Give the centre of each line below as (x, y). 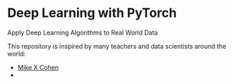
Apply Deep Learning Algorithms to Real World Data (83, 32)
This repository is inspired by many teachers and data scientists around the (117, 46)
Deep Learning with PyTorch (92, 13)
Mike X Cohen (38, 67)
